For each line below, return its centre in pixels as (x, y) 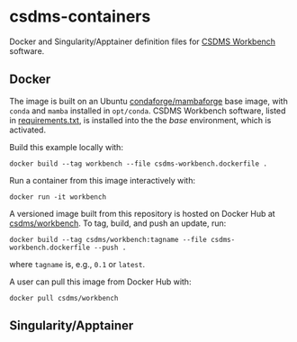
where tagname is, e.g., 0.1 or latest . (77, 264)
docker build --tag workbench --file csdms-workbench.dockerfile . (139, 164)
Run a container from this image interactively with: (103, 180)
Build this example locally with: (67, 147)
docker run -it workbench (58, 197)
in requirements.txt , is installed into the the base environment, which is (140, 120)
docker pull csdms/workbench (64, 298)
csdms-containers (80, 17)
